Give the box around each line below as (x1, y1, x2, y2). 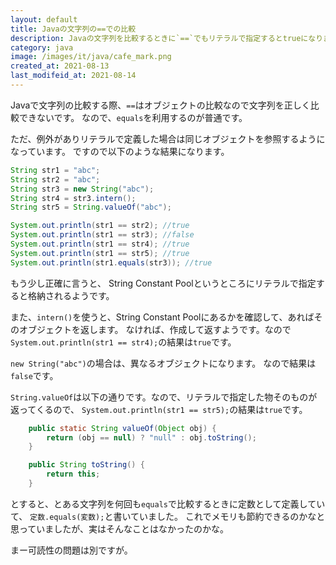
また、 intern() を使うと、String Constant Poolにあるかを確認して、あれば (10, 311, 315, 323)
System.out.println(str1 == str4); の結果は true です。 (10, 336, 237, 348)
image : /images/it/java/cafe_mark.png (10, 52, 172, 62)
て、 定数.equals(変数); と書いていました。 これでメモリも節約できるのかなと (10, 510, 326, 522)
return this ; (46, 469, 101, 480)
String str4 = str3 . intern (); (10, 193, 137, 203)
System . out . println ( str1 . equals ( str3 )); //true (10, 257, 213, 268)
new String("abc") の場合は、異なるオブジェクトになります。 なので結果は (10, 357, 317, 369)
